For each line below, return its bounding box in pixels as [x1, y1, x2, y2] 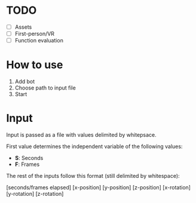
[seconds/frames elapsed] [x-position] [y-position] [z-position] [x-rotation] [6, 184, 191, 191]
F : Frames [14, 161, 40, 168]
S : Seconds [14, 155, 44, 161]
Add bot [14, 78, 35, 85]
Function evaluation [14, 37, 64, 44]
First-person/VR [14, 30, 55, 37]
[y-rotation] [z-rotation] [6, 190, 64, 197]
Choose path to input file [14, 84, 76, 91]
